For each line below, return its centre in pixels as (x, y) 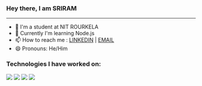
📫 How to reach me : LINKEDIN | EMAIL (64, 40)
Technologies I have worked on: (54, 64)
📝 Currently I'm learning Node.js (55, 33)
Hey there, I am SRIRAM (41, 8)
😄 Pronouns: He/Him (41, 48)
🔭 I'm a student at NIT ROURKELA (57, 27)
